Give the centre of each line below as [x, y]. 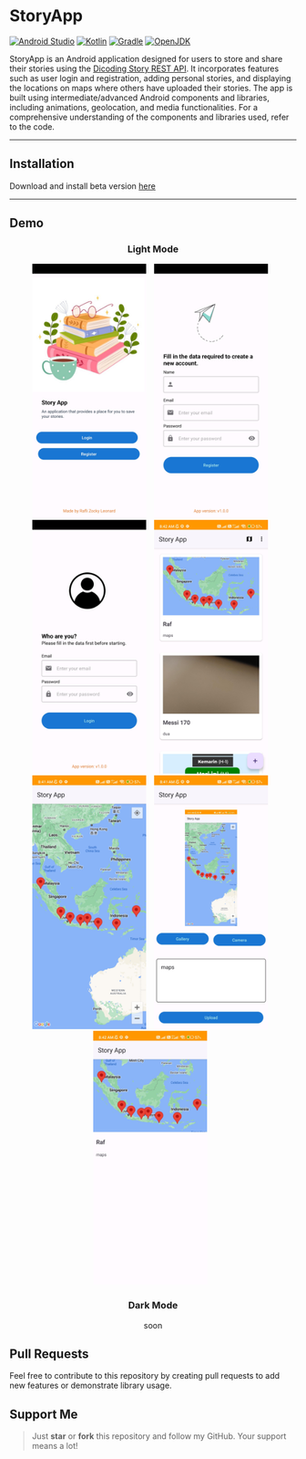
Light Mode [153, 249]
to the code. [32, 126]
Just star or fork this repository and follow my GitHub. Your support [159, 1436]
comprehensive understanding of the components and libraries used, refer [149, 117]
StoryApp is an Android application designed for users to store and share [146, 58]
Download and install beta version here [83, 186]
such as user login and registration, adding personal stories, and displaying [150, 78]
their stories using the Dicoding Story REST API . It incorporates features [144, 68]
